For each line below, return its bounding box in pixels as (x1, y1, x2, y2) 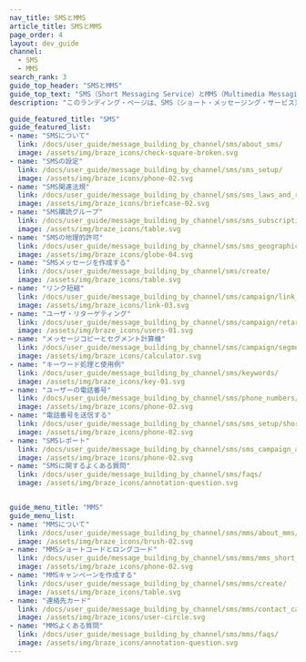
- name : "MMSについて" (9, 520, 90, 529)
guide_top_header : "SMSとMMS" (9, 81, 123, 90)
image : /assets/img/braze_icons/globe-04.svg (17, 250, 194, 260)
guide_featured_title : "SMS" (9, 115, 120, 124)
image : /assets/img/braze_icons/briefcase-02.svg (17, 199, 209, 209)
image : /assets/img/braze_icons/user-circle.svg (17, 613, 206, 622)
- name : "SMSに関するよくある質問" (9, 462, 131, 471)
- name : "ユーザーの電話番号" (9, 385, 112, 394)
